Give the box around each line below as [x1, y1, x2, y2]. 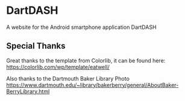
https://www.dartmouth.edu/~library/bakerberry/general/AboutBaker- [6, 81, 179, 88]
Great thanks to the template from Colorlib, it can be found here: [6, 57, 166, 64]
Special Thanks [6, 41, 66, 51]
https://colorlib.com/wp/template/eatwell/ [6, 63, 110, 70]
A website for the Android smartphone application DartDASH [6, 23, 157, 31]
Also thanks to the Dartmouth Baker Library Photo [6, 75, 130, 82]
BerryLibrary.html [6, 88, 50, 95]
